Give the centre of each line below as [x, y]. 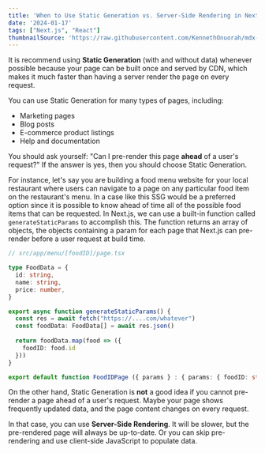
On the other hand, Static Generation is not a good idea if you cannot [120, 392]
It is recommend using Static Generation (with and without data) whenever [130, 60]
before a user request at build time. [88, 239]
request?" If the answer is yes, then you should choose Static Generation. [128, 165]
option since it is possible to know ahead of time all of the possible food [125, 206]
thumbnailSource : [37, 38]
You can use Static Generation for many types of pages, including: [116, 100]
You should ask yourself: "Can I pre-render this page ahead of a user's [123, 157]
